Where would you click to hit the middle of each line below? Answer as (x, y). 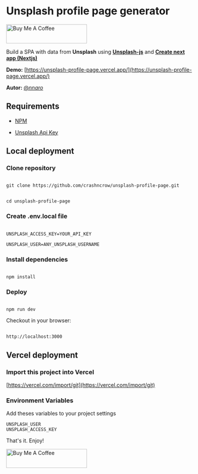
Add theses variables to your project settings (61, 414)
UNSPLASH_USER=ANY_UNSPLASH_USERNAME (53, 244)
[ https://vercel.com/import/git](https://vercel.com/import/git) (81, 385)
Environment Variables (40, 400)
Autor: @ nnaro (25, 87)
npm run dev (21, 310)
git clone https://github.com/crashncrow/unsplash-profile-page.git (93, 186)
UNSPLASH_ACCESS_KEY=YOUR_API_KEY (49, 234)
